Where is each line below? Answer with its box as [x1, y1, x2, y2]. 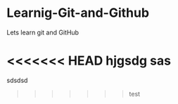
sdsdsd [6, 76, 28, 84]
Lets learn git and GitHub [6, 28, 79, 37]
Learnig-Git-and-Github [6, 5, 149, 21]
